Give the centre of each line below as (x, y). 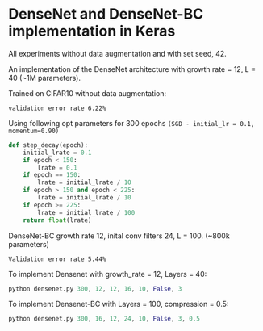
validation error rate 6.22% (57, 108)
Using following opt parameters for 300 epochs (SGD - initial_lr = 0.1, (131, 123)
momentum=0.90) (34, 131)
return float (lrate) (57, 220)
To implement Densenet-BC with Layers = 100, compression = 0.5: (119, 304)
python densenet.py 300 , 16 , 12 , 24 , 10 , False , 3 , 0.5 (104, 319)
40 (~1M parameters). (44, 78)
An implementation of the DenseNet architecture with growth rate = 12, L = (132, 69)
